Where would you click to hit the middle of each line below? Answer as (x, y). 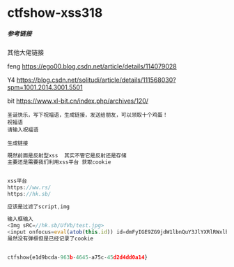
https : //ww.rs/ (29, 187)
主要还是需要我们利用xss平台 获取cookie (59, 162)
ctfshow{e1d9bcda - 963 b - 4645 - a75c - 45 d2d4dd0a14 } (78, 257)
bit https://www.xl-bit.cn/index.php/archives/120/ (78, 101)
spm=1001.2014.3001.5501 (45, 87)
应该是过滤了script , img (38, 207)
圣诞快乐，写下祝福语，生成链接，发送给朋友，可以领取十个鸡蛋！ (88, 115)
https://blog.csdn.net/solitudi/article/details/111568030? (96, 80)
